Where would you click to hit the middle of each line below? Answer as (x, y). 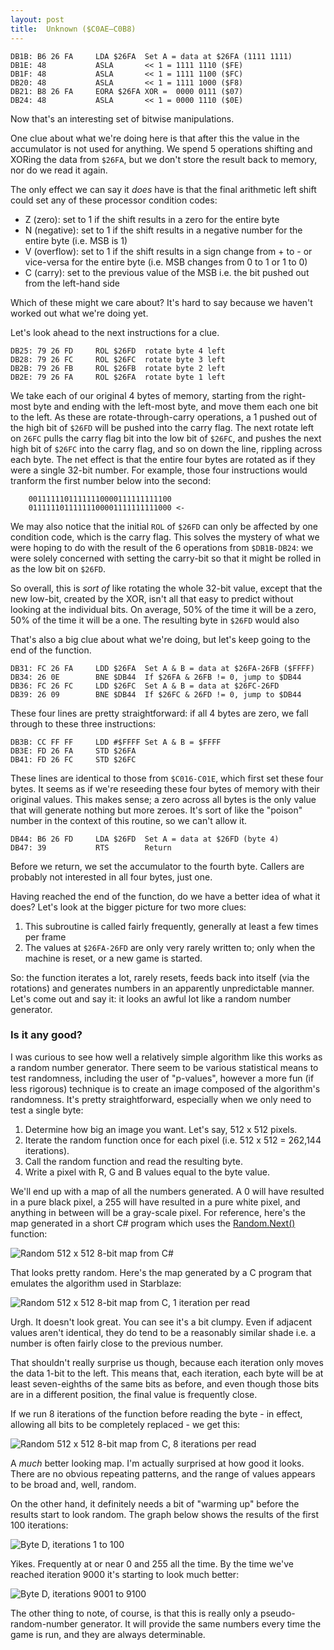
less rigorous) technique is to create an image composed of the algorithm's (165, 1088)
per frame (45, 937)
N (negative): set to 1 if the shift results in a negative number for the (163, 230)
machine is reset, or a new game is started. (113, 958)
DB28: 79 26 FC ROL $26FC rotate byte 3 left (118, 359)
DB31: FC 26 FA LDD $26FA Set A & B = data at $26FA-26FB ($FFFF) (162, 668)
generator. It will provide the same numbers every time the (200, 1623)
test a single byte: (47, 1110)
